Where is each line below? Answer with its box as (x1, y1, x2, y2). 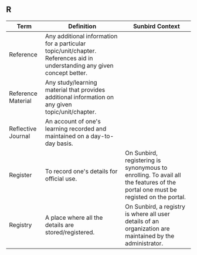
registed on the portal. (125, 193, 186, 201)
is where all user (125, 210, 170, 218)
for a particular (45, 39, 86, 48)
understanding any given (45, 61, 114, 69)
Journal (9, 132, 30, 140)
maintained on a (45, 132, 90, 140)
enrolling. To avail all (125, 170, 181, 179)
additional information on (45, 93, 114, 101)
